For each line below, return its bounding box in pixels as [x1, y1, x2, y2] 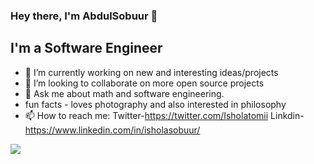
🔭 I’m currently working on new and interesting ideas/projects [24, 66, 279, 78]
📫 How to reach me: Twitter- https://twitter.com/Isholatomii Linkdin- [24, 109, 305, 121]
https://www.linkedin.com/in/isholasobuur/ [24, 124, 201, 136]
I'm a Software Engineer [10, 40, 163, 57]
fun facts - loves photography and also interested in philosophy [24, 98, 287, 110]
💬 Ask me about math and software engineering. [24, 87, 225, 99]
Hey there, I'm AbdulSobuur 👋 [10, 9, 158, 23]
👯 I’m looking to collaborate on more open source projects [24, 77, 265, 89]
